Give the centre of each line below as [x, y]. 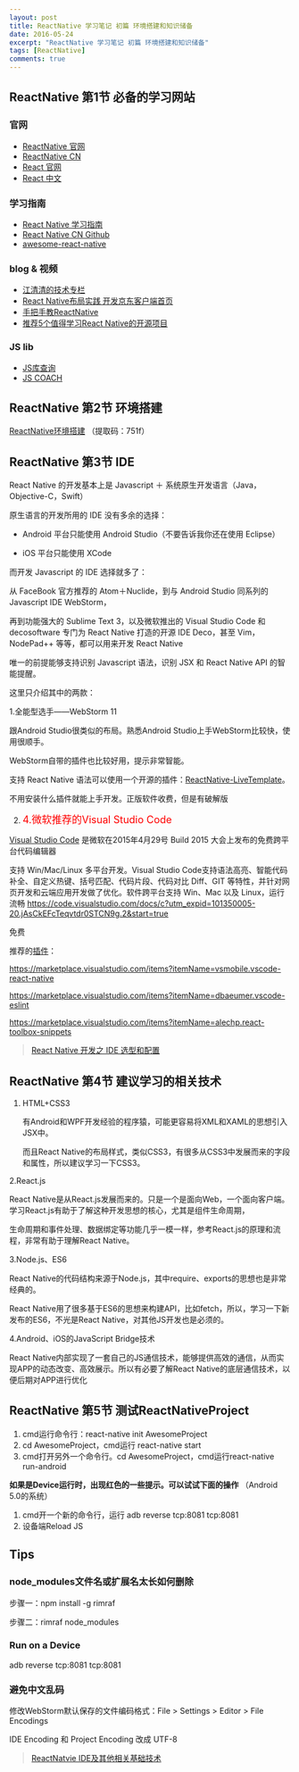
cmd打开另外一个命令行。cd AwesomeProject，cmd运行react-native [148, 1456]
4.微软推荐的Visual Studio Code [97, 820]
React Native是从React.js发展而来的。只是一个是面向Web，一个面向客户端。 [149, 1199]
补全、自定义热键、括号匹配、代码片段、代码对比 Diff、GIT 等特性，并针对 [146, 881]
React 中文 [42, 178]
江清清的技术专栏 [54, 290]
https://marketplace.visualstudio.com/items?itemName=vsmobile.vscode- [145, 969]
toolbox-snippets [41, 1032]
